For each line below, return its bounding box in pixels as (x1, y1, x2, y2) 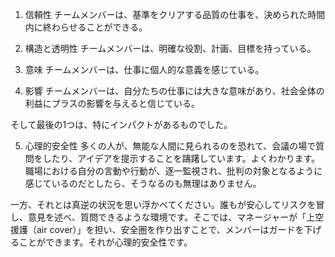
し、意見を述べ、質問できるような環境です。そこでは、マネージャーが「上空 (10, 211, 325, 223)
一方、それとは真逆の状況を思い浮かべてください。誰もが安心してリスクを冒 (10, 199, 325, 210)
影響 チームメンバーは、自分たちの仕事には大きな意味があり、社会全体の (24, 85, 325, 97)
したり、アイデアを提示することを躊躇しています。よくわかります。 (42, 153, 321, 164)
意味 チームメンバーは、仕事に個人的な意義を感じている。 (24, 64, 265, 75)
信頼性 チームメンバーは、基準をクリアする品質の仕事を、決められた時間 (24, 9, 326, 20)
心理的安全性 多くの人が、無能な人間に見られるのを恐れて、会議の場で (24, 140, 317, 152)
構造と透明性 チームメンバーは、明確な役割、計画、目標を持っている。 (24, 43, 317, 54)
